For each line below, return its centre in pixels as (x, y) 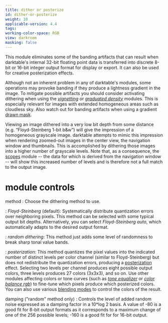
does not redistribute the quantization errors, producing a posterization (78, 262)
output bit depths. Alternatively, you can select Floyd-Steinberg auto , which (83, 222)
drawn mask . (19, 115)
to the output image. (26, 167)
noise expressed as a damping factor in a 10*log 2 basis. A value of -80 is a (83, 304)
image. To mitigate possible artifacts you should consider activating (75, 93)
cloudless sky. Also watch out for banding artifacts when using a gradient (81, 109)
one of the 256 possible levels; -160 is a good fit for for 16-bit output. (76, 315)
